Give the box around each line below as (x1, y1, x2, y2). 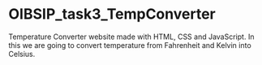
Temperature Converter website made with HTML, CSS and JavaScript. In (8, 32, 255, 41)
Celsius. (8, 49, 36, 58)
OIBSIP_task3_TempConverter (8, 5, 217, 24)
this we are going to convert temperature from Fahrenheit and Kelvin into (8, 40, 251, 50)
